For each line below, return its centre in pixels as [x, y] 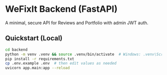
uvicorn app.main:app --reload [38, 68]
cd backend [16, 50]
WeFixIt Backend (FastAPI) [61, 9]
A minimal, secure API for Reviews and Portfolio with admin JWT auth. [77, 23]
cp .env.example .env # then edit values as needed [61, 63]
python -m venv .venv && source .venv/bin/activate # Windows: [73, 54]
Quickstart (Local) [34, 38]
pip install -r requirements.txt [40, 59]
